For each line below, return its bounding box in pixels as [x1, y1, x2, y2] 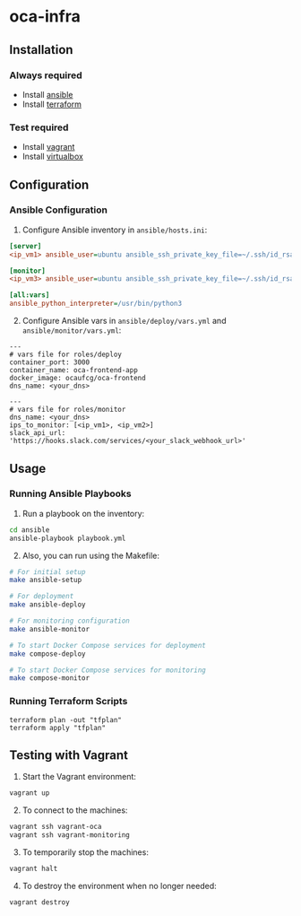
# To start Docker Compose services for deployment [9, 641, 206, 650]
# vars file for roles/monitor [9, 406, 126, 414]
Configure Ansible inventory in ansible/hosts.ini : [21, 224, 208, 235]
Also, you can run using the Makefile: [21, 550, 159, 561]
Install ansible [21, 89, 73, 100]
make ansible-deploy [9, 600, 87, 609]
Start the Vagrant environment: [21, 772, 137, 782]
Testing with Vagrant [9, 747, 128, 763]
